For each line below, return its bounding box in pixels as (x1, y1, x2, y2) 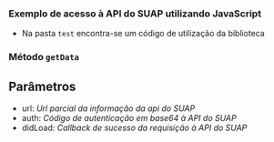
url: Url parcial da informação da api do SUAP (21, 103, 196, 114)
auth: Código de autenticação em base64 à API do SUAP (21, 113, 238, 124)
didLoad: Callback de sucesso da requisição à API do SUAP (21, 122, 248, 134)
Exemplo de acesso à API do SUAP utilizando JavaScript (8, 7, 261, 20)
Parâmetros (8, 78, 76, 94)
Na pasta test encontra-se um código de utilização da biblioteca (21, 28, 265, 39)
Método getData (8, 51, 79, 64)
